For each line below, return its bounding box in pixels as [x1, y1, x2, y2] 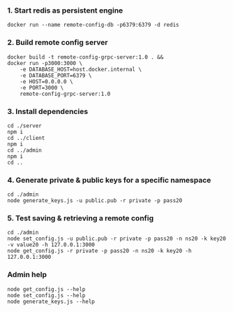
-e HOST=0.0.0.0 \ [20, 78, 73, 85]
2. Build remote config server [7, 38, 108, 48]
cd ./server [7, 122, 42, 129]
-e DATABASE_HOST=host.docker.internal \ [20, 66, 142, 73]
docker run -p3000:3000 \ [7, 59, 82, 66]
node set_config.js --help [7, 292, 86, 299]
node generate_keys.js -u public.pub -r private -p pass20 [7, 197, 183, 204]
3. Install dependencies [7, 106, 89, 116]
